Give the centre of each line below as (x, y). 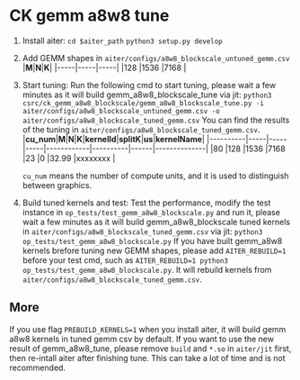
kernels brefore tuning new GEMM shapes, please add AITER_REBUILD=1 (154, 250)
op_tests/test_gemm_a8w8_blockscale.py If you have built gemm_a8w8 (152, 240)
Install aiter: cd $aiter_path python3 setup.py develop (122, 41)
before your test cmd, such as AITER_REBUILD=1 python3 (125, 260)
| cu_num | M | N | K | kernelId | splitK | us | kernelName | (113, 139)
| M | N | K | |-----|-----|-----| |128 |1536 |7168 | (104, 68)
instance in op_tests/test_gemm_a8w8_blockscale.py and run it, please (151, 212)
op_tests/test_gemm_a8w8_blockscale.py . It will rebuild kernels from (147, 269)
